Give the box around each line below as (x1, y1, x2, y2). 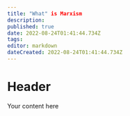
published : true (7, 23, 54, 30)
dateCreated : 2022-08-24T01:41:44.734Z (7, 49, 123, 56)
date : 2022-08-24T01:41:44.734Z (7, 29, 101, 37)
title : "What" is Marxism (7, 10, 82, 17)
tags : (7, 36, 23, 43)
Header (7, 79, 51, 94)
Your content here (7, 101, 59, 110)
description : (7, 17, 45, 24)
